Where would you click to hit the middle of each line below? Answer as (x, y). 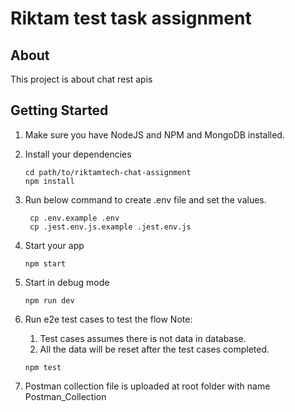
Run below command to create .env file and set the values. (145, 199)
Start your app (54, 245)
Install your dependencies (78, 154)
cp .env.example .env (74, 218)
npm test (43, 367)
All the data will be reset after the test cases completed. (154, 349)
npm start (45, 263)
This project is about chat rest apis (81, 79)
